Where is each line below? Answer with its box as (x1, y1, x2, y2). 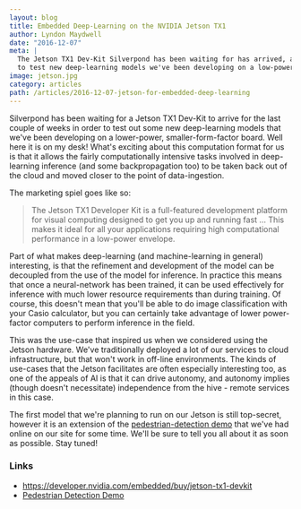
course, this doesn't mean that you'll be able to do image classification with (9, 298, 288, 309)
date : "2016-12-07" (9, 38, 82, 47)
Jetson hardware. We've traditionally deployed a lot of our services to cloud (9, 344, 289, 355)
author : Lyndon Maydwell (9, 30, 102, 39)
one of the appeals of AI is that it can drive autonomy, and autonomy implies (9, 373, 290, 384)
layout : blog (9, 13, 58, 22)
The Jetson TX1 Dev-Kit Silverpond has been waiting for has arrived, (17, 55, 287, 64)
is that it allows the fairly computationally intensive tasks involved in (9, 151, 260, 161)
